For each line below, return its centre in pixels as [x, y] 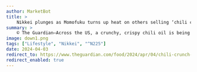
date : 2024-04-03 [27, 49]
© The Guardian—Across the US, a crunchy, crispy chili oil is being [103, 33]
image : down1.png [27, 38]
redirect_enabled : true [35, 60]
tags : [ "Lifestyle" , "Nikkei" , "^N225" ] [56, 44]
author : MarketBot [28, 11]
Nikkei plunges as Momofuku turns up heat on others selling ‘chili [102, 22]
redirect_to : [22, 55]
